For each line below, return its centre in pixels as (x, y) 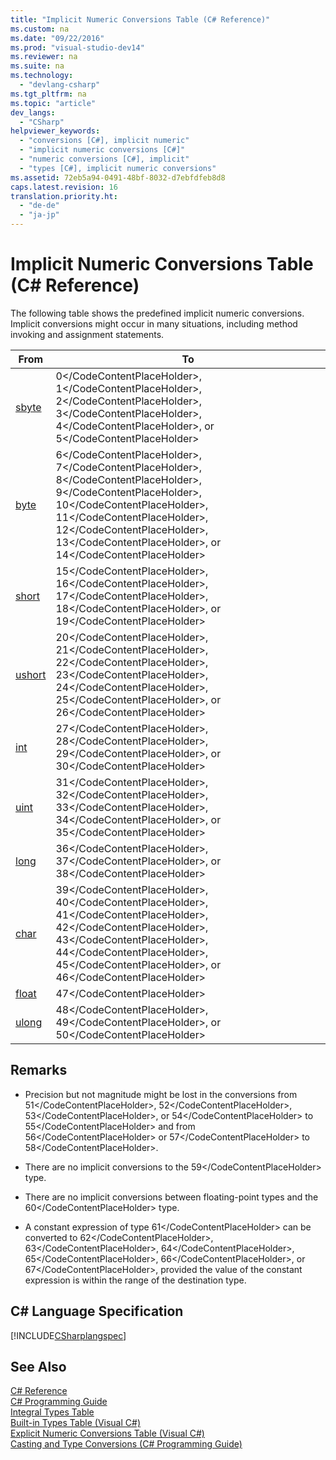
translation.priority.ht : (64, 196)
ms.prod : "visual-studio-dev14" (77, 47)
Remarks (39, 1070)
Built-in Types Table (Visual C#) (76, 1423)
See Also (38, 1366)
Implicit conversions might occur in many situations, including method (154, 323)
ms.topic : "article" (53, 103)
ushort (31, 674)
